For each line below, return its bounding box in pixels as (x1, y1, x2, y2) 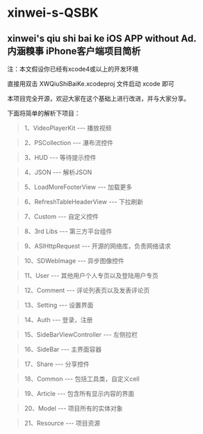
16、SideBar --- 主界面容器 (24, 345, 102, 353)
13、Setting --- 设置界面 (24, 301, 94, 309)
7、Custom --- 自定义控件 (24, 212, 99, 220)
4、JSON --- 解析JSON (24, 168, 92, 176)
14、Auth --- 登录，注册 (24, 316, 93, 324)
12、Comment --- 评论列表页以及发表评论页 (24, 286, 150, 294)
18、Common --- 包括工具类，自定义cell (24, 375, 140, 383)
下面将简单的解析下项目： (7, 109, 81, 117)
